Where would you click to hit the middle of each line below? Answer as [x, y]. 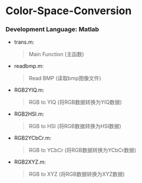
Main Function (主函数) [56, 54]
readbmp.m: [29, 66]
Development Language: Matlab [52, 30]
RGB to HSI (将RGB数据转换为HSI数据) [75, 126]
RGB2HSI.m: [29, 114]
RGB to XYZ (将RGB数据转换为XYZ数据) [77, 174]
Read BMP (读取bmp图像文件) [65, 79]
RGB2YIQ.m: [29, 90]
